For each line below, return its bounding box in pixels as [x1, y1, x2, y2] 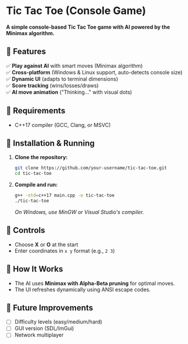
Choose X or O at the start [14, 241, 78, 248]
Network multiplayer [14, 332, 64, 339]
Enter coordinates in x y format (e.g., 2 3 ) [14, 247, 115, 254]
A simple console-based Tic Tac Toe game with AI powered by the [6, 23, 170, 30]
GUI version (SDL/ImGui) [14, 325, 74, 332]
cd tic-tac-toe [14, 171, 52, 177]
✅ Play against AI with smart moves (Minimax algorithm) [6, 62, 143, 69]
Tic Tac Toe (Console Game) [6, 4, 146, 18]
